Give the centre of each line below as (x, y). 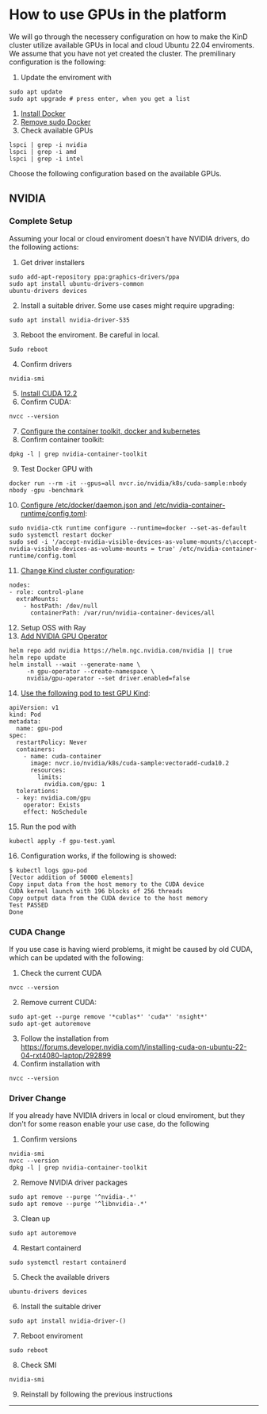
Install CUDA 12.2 (49, 393)
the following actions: (44, 247)
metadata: (25, 721)
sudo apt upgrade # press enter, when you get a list (100, 98)
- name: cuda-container (63, 756)
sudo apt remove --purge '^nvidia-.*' (73, 1197)
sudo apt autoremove (43, 1233)
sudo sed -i (29, 541)
